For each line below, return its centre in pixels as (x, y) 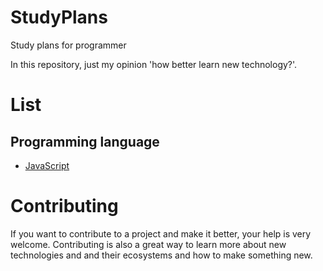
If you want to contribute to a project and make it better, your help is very (161, 233)
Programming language (85, 141)
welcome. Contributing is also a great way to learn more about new (148, 244)
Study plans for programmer (68, 45)
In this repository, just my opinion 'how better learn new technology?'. (154, 64)
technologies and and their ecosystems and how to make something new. (161, 255)
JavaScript (47, 165)
